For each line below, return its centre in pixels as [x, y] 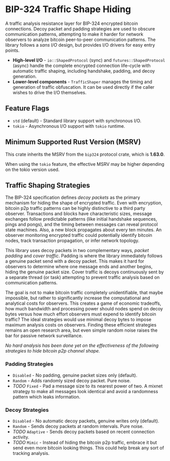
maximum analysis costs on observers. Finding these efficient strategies [81, 325]
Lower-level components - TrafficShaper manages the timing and [82, 82]
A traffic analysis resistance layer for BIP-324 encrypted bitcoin [72, 23]
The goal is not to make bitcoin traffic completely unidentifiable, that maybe [84, 293]
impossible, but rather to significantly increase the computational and [78, 298]
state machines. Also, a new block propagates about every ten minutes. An [83, 230]
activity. [21, 437]
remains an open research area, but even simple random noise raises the [81, 330]
